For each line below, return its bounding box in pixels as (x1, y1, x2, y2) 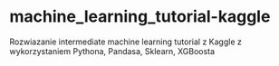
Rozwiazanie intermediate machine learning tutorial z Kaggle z (9, 36, 243, 47)
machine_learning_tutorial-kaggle (9, 6, 271, 27)
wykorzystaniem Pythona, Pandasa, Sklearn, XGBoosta (9, 45, 216, 56)
